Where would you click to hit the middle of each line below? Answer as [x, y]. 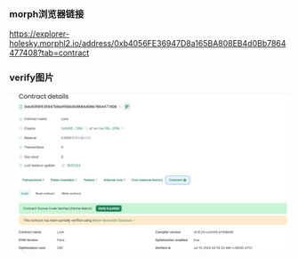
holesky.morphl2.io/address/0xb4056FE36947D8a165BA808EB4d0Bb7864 [148, 44]
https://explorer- [39, 34]
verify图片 [32, 77]
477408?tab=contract [49, 53]
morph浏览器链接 [47, 13]
